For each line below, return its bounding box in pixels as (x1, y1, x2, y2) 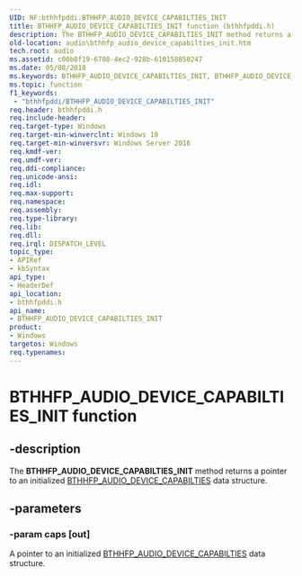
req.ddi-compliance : (9, 164, 87, 173)
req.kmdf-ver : (9, 147, 63, 156)
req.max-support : (9, 189, 75, 198)
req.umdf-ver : (9, 155, 63, 165)
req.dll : (9, 230, 42, 239)
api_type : (9, 273, 47, 282)
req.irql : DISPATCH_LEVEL (9, 239, 106, 248)
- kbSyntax (9, 265, 50, 274)
